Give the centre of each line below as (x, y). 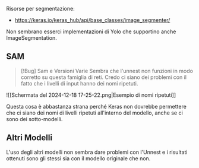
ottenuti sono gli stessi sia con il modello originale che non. (78, 158)
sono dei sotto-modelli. (34, 119)
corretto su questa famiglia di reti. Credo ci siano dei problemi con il (104, 77)
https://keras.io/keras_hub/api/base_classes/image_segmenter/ (92, 20)
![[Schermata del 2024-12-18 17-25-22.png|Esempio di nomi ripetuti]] (91, 95)
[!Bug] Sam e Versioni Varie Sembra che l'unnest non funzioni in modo (107, 71)
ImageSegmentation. (32, 38)
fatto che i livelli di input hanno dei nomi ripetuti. (79, 83)
